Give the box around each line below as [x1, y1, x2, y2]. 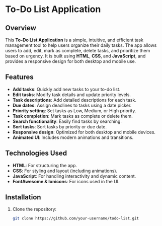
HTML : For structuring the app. [12, 162, 77, 168]
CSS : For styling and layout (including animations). [12, 168, 118, 174]
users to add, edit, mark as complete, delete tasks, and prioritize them [5, 48, 150, 53]
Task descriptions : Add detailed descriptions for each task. [12, 97, 137, 103]
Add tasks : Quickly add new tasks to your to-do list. [12, 86, 121, 92]
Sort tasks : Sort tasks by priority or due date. [12, 123, 107, 129]
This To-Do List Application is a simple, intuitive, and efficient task [5, 37, 143, 43]
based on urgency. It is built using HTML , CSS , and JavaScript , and [5, 53, 146, 59]
